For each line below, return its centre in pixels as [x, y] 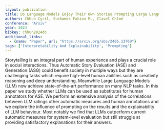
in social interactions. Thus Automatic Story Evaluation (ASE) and [71, 65]
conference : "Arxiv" [26, 23]
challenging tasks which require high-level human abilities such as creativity [82, 75]
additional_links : [24, 37]
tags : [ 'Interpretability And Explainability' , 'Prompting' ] [69, 46]
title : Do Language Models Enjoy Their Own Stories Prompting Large [76, 14]
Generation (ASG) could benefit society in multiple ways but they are [74, 70]
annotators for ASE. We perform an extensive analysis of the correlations [78, 96]
